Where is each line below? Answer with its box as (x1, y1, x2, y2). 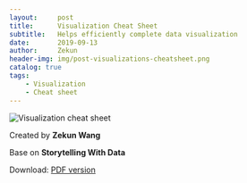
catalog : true (9, 63, 63, 72)
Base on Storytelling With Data (9, 146, 126, 157)
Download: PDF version (9, 164, 97, 175)
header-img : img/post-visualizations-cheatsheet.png (9, 54, 210, 63)
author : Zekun (9, 46, 78, 55)
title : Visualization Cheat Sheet (9, 21, 158, 30)
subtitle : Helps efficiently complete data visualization (9, 29, 239, 38)
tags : (9, 71, 30, 80)
